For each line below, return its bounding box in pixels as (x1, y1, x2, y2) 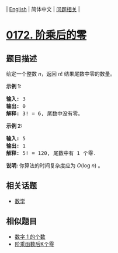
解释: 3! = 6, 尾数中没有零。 (6, 110, 84, 117)
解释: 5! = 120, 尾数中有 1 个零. (6, 150, 96, 156)
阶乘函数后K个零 (14, 240, 54, 247)
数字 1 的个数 (14, 233, 46, 240)
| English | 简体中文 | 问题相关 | (6, 6, 80, 12)
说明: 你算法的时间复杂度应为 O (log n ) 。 (6, 162, 103, 169)
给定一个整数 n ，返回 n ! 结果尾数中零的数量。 (6, 70, 116, 77)
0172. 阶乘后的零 (6, 29, 86, 42)
